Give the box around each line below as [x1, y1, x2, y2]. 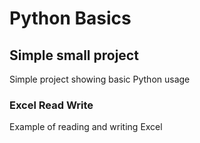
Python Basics [9, 7, 132, 30]
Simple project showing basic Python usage [9, 73, 191, 85]
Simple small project [9, 47, 139, 64]
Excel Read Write [9, 98, 94, 112]
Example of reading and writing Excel [9, 121, 163, 133]
